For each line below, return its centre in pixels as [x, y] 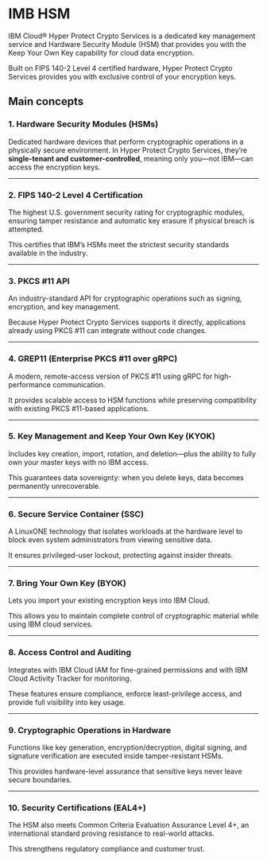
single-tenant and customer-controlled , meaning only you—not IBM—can [131, 158]
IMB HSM [39, 14]
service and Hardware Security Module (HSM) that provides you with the [127, 44]
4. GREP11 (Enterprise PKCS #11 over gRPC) [93, 359]
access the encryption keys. [54, 167]
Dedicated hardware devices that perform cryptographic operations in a [126, 142]
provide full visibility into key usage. [67, 702]
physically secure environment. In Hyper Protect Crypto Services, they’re [128, 150]
